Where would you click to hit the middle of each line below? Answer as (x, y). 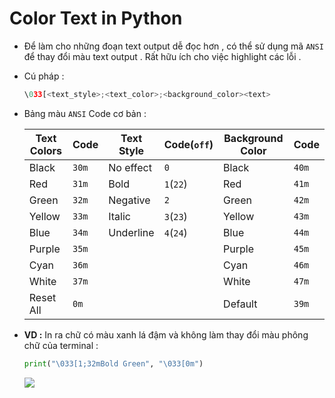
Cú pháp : (44, 76)
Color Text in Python (96, 18)
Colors (46, 150)
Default (240, 304)
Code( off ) (188, 144)
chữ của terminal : (61, 345)
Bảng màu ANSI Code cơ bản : (85, 113)
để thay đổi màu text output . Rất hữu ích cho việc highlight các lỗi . (162, 56)
